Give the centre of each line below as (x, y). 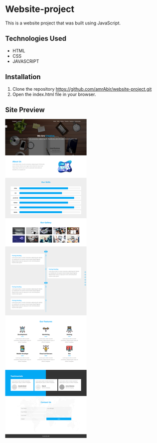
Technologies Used (36, 39)
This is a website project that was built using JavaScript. (63, 23)
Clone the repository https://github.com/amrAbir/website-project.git (82, 89)
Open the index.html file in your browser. (54, 94)
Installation (23, 77)
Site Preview (25, 110)
